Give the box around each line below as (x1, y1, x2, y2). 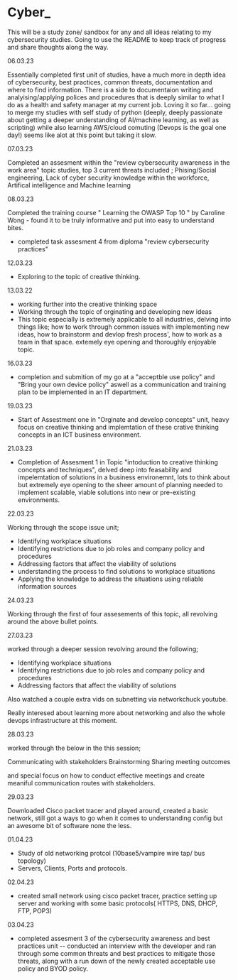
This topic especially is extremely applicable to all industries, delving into (17, 315, 232, 323)
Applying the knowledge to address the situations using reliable (17, 575, 204, 583)
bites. (7, 223, 23, 232)
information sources (17, 582, 77, 590)
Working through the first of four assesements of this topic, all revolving (7, 609, 218, 618)
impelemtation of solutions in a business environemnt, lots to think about (17, 473, 230, 481)
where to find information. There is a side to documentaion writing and (7, 85, 214, 94)
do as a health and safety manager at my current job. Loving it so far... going (7, 100, 231, 109)
